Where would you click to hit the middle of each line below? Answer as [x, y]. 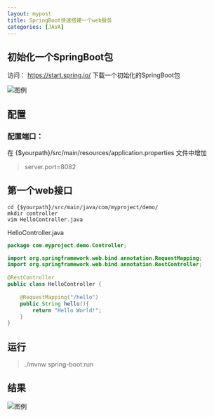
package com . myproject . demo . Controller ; [67, 245]
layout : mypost [29, 14]
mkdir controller [33, 213]
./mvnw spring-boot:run [59, 364]
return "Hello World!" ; [67, 310]
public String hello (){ [55, 304]
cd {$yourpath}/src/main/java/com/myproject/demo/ [83, 207]
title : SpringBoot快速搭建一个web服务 [60, 20]
